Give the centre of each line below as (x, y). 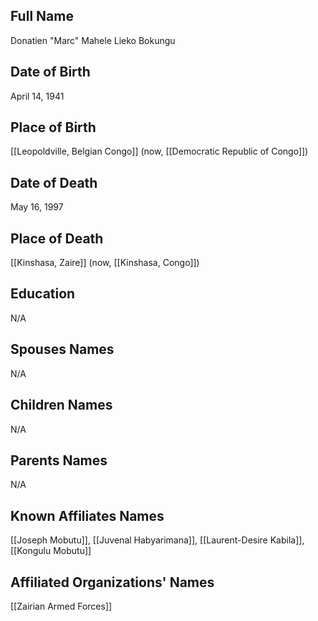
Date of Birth (50, 72)
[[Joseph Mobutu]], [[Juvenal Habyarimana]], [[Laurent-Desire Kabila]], (157, 540)
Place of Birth (53, 127)
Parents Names (59, 460)
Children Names (61, 405)
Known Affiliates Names (87, 515)
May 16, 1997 (37, 207)
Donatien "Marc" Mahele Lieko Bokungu (93, 40)
